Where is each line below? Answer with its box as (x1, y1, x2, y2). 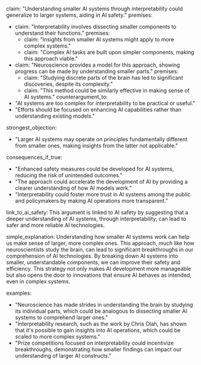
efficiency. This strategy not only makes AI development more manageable (6, 265, 191, 272)
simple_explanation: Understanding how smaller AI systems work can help (6, 234, 190, 240)
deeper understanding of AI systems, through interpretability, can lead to (6, 216, 187, 222)
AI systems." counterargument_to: (23, 93, 108, 100)
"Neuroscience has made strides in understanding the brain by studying (14, 301, 193, 308)
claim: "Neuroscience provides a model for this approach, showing (14, 61, 180, 68)
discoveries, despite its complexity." (23, 80, 113, 88)
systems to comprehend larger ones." (14, 314, 108, 321)
